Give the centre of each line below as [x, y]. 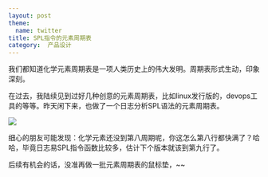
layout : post [30, 16]
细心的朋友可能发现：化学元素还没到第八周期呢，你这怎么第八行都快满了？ [130, 138]
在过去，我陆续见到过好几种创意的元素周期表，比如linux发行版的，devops [130, 96]
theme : [19, 23]
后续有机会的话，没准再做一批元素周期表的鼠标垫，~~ [97, 165]
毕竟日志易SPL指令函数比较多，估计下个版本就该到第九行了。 [123, 147]
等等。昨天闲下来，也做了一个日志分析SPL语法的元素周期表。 [123, 106]
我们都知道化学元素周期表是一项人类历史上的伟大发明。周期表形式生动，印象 [134, 69]
